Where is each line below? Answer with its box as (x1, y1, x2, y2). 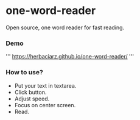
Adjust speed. (14, 95, 50, 102)
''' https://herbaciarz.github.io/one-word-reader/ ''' (5, 53, 135, 60)
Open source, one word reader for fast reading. (5, 24, 125, 31)
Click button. (14, 88, 47, 96)
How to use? (5, 68, 43, 77)
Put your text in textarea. (14, 82, 77, 89)
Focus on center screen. (14, 101, 76, 108)
